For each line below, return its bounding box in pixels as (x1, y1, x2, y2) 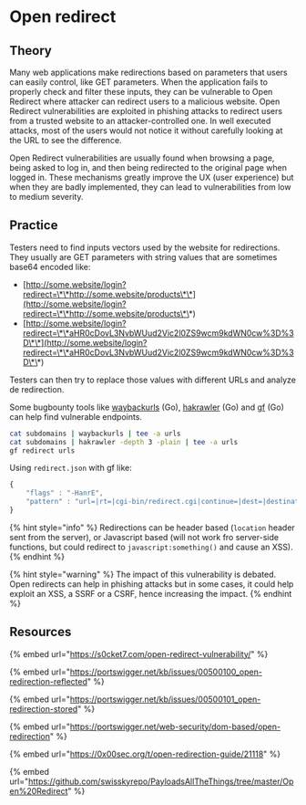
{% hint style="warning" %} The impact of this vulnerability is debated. (9, 569, 277, 580)
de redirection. (9, 383, 65, 394)
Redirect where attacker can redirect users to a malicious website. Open (9, 96, 280, 107)
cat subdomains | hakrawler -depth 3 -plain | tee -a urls (9, 437, 239, 446)
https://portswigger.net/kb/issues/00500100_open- (69, 666, 262, 677)
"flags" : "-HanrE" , (25, 488, 104, 498)
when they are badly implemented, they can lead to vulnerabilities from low (9, 182, 291, 193)
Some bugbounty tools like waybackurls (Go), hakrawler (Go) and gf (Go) (9, 402, 284, 413)
